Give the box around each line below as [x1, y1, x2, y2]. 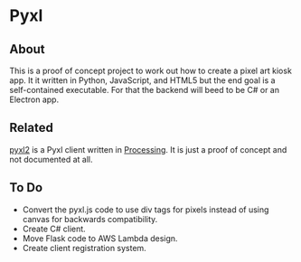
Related [9, 120, 54, 136]
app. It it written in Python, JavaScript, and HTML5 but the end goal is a [9, 75, 276, 86]
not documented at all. [9, 154, 93, 164]
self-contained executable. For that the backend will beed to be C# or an [9, 85, 280, 95]
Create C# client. [22, 223, 86, 234]
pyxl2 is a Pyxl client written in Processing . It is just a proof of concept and [9, 144, 287, 154]
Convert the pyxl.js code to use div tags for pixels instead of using [22, 204, 269, 215]
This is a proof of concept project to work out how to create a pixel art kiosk [9, 65, 292, 76]
